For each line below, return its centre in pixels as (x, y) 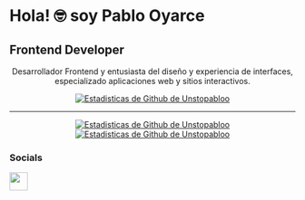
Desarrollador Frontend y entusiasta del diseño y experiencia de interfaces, (152, 71)
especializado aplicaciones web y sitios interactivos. (152, 81)
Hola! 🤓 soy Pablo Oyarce (107, 16)
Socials (26, 157)
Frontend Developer (67, 49)
